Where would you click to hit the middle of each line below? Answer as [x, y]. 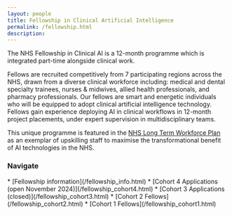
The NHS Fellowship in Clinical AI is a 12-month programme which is [106, 53]
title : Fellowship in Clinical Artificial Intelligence [90, 20]
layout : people [29, 14]
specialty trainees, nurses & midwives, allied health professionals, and [109, 89]
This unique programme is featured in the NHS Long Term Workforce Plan [114, 133]
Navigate [23, 166]
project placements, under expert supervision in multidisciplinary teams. [111, 119]
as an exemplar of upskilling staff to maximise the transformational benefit [114, 141]
